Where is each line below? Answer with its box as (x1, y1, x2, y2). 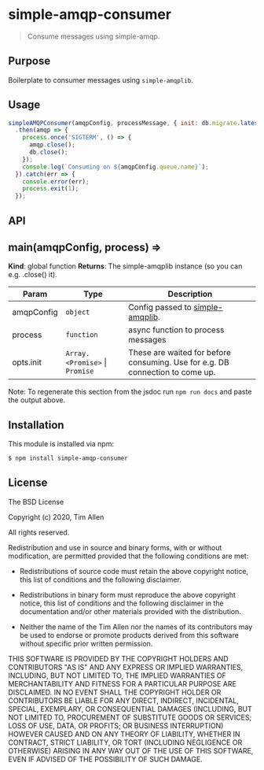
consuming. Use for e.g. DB (128, 357, 229, 368)
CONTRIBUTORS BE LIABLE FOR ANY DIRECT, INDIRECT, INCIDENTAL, (8, 695, 240, 705)
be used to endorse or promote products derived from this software (19, 630, 240, 639)
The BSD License (8, 497, 64, 506)
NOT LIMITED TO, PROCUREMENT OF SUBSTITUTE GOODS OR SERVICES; (8, 713, 252, 722)
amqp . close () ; (28, 141, 76, 149)
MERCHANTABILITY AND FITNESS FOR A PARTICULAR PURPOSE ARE (8, 679, 237, 688)
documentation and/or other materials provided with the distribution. (19, 606, 241, 616)
